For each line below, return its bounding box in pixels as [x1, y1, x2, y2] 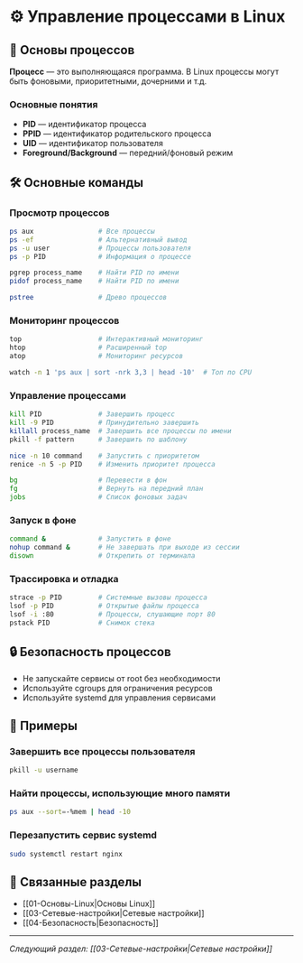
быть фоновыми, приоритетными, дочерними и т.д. [9, 76, 207, 87]
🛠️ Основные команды [9, 174, 144, 190]
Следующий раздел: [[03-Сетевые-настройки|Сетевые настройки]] [9, 943, 273, 954]
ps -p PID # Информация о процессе [9, 252, 192, 261]
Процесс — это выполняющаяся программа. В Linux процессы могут [9, 66, 280, 77]
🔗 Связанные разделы [9, 874, 142, 890]
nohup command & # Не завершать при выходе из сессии [9, 543, 241, 552]
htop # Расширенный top [9, 343, 168, 353]
